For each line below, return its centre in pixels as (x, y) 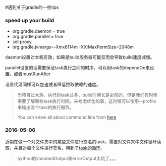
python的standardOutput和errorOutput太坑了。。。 (68, 158)
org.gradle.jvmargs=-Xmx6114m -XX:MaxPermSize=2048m (73, 47)
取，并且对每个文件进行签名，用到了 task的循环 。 (55, 148)
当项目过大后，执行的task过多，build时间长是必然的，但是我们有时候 (87, 95)
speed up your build (30, 20)
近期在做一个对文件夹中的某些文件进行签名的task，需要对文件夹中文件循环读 (83, 141)
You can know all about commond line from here (67, 117)
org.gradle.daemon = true (39, 31)
